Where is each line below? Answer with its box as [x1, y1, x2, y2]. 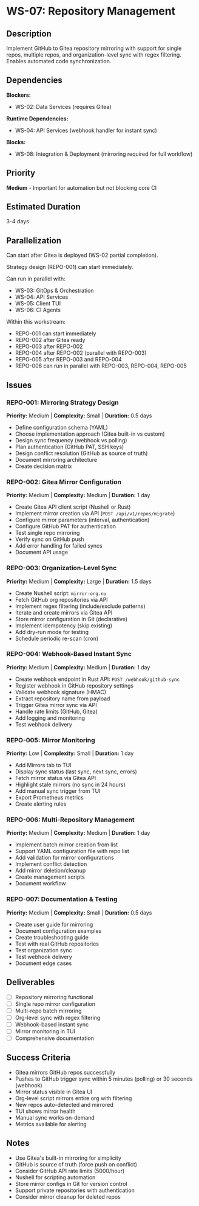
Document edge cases [15, 960, 72, 967]
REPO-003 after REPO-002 [15, 343, 83, 350]
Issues [6, 380, 32, 390]
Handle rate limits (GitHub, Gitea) [15, 708, 98, 715]
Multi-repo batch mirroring [15, 1007, 82, 1014]
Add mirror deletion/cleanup [15, 867, 86, 874]
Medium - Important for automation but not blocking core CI [6, 184, 157, 191]
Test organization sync [15, 946, 73, 953]
